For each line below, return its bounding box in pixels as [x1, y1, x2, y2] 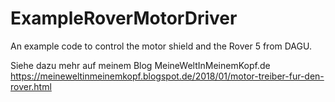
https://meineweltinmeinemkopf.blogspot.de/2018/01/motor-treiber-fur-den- [10, 70, 325, 82]
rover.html [10, 80, 52, 92]
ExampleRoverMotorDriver [10, 7, 238, 30]
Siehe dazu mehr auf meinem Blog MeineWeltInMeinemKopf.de [10, 59, 271, 71]
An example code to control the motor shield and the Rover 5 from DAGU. [10, 40, 312, 52]
